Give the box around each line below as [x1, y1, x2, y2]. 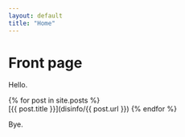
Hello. [8, 80, 28, 90]
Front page [8, 54, 83, 72]
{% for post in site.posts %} [8, 95, 101, 105]
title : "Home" [8, 19, 56, 27]
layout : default [8, 11, 63, 20]
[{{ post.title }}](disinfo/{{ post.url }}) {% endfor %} [8, 104, 177, 114]
